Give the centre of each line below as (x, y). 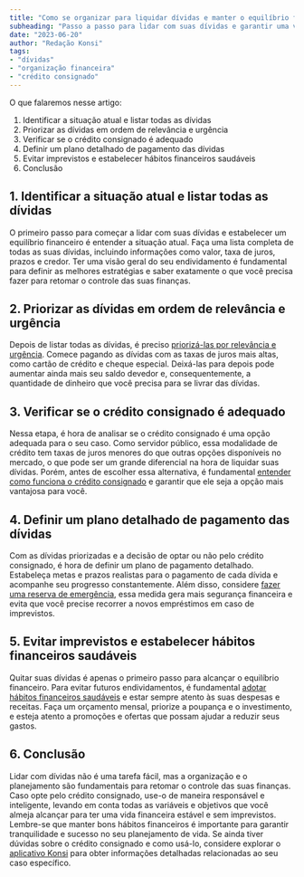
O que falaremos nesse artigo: (66, 102)
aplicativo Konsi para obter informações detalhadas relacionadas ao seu (144, 853)
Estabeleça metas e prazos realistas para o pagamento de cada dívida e (144, 575)
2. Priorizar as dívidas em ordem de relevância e (147, 309)
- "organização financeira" (62, 69)
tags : (19, 52)
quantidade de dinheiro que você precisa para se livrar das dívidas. (135, 383)
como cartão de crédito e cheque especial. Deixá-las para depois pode (142, 364)
